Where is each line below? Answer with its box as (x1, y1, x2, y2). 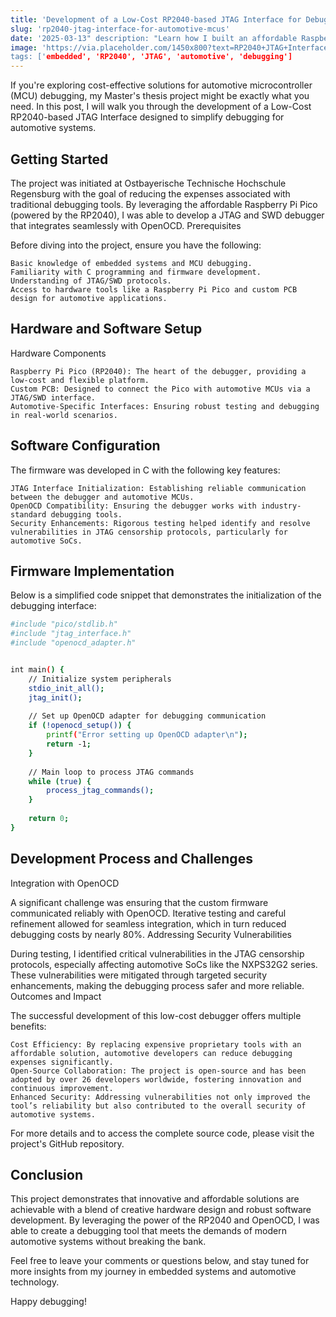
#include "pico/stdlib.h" (10, 619, 118, 630)
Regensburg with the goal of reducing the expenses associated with (10, 187, 291, 200)
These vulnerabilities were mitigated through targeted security (10, 969, 268, 981)
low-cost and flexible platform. (10, 375, 150, 385)
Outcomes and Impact (10, 990, 102, 1002)
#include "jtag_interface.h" (10, 629, 132, 639)
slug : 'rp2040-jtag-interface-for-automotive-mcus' (10, 24, 230, 34)
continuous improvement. (10, 1083, 114, 1093)
